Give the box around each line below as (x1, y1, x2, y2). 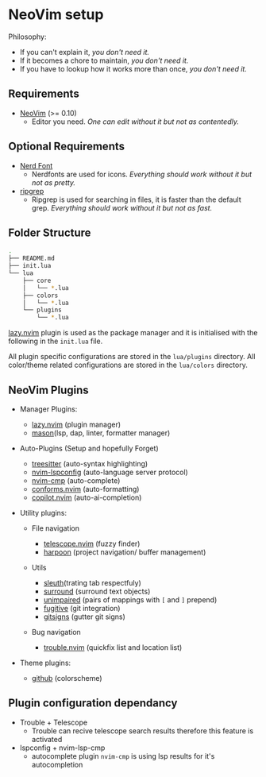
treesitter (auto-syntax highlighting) (31, 458, 148, 468)
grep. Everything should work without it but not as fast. (31, 203, 213, 212)
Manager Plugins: (19, 404, 78, 414)
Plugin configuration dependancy (8, 697, 178, 710)
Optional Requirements (8, 140, 125, 153)
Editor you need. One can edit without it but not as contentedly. (31, 117, 240, 126)
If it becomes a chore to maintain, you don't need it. (19, 56, 189, 65)
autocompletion (31, 760, 83, 769)
